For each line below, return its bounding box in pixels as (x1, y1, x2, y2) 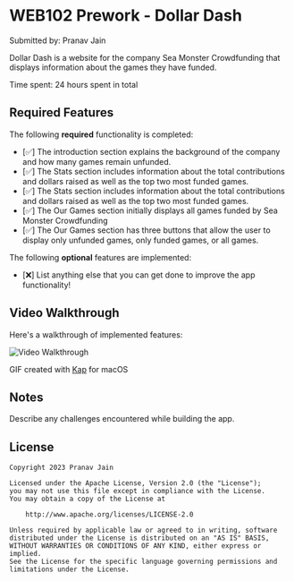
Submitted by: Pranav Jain (9, 35, 106, 46)
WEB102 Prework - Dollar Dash (9, 5, 243, 26)
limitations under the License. (9, 565, 130, 574)
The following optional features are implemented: (9, 252, 192, 262)
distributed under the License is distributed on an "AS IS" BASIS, (9, 534, 270, 543)
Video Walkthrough (9, 305, 120, 320)
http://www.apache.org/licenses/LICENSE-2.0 (25, 510, 194, 519)
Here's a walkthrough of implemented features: (9, 329, 183, 340)
